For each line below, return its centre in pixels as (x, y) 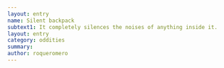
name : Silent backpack (41, 21)
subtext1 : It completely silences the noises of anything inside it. (113, 27)
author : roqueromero (38, 54)
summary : (20, 47)
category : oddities (36, 40)
